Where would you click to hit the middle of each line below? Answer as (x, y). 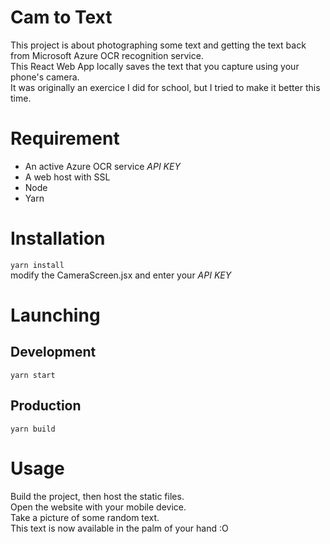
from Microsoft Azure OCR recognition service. (107, 55)
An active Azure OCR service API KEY (102, 166)
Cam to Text (61, 17)
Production (46, 406)
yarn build (33, 429)
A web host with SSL (67, 177)
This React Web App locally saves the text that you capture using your (155, 66)
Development (53, 352)
